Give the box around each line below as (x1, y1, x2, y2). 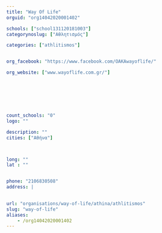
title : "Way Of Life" (6, 9, 62, 15)
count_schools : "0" (6, 113, 56, 119)
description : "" (6, 129, 48, 135)
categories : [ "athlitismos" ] (6, 42, 80, 49)
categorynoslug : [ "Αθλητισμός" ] (6, 31, 88, 37)
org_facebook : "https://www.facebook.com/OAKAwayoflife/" (6, 58, 157, 64)
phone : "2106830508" (6, 178, 59, 184)
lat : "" (6, 162, 29, 168)
